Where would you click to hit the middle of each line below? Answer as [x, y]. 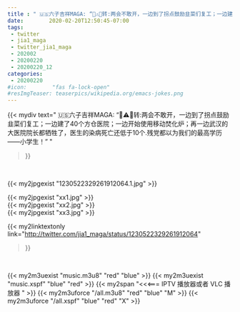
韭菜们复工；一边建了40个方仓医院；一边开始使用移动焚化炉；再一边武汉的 [118, 124]
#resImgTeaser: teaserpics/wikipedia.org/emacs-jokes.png [95, 94]
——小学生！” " [30, 142]
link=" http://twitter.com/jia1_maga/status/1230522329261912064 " [104, 234]
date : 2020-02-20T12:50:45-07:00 [69, 21]
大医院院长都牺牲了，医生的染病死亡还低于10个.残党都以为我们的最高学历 [115, 133]
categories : [25, 74]
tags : [15, 27]
